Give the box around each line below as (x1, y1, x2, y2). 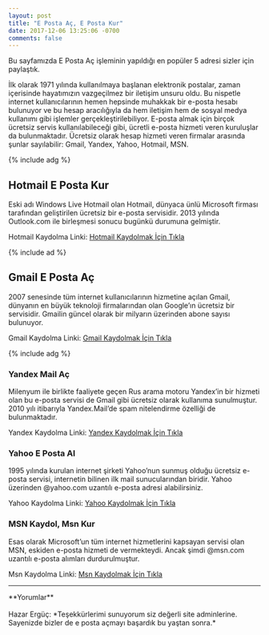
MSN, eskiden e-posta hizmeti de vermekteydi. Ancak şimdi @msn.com (8, 545, 245, 555)
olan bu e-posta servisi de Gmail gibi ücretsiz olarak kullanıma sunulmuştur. (8, 396, 258, 405)
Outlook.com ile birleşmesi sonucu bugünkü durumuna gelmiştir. (8, 217, 221, 227)
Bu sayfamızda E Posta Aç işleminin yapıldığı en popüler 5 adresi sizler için (8, 56, 255, 66)
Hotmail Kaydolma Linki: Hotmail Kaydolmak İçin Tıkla (8, 232, 185, 242)
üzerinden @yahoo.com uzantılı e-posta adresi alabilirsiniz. (8, 483, 203, 492)
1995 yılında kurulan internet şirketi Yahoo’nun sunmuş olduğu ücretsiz (8, 466, 242, 476)
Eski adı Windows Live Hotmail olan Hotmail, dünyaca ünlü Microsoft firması (8, 199, 259, 209)
